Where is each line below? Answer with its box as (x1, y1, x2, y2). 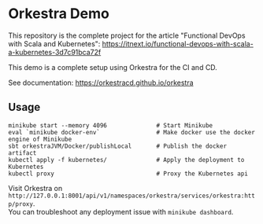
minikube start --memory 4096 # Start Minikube (8, 121, 213, 130)
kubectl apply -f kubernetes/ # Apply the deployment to (8, 156, 245, 163)
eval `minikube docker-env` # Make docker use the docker (8, 128, 256, 136)
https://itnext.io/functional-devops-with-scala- (102, 39, 254, 48)
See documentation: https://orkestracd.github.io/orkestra (8, 78, 194, 87)
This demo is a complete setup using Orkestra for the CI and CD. (8, 62, 218, 72)
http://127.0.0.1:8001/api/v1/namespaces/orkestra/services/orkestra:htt (8, 192, 256, 200)
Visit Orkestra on (8, 183, 63, 193)
